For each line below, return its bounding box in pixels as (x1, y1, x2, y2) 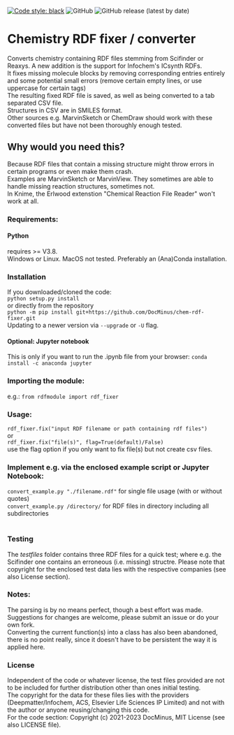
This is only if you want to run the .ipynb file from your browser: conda (7, 353, 207, 361)
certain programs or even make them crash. (7, 167, 134, 175)
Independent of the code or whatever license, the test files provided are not (7, 676, 225, 685)
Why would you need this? (7, 141, 126, 153)
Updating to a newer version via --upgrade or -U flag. (7, 321, 159, 330)
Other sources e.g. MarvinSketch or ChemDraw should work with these (7, 113, 213, 122)
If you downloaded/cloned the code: (7, 288, 112, 296)
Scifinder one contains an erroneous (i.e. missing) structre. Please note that (7, 558, 225, 566)
